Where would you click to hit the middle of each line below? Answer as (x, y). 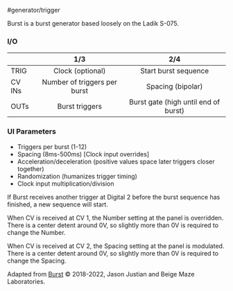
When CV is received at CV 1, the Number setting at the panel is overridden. (115, 218)
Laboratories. (26, 281)
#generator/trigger (34, 10)
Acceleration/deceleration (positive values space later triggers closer (116, 161)
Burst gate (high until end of (175, 102)
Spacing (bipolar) (174, 87)
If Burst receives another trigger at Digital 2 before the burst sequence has (114, 197)
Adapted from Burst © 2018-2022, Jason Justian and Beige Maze (101, 274)
